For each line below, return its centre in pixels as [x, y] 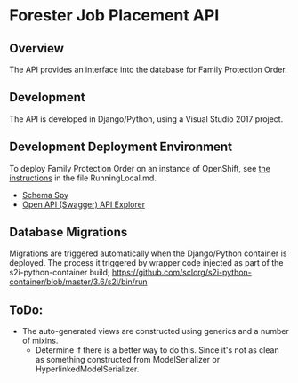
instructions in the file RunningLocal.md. [83, 178]
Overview [37, 48]
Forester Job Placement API [114, 16]
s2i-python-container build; [60, 273]
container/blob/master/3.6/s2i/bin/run [78, 282]
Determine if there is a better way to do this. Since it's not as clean [157, 350]
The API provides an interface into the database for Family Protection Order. [148, 69]
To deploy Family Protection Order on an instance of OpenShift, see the [140, 168]
